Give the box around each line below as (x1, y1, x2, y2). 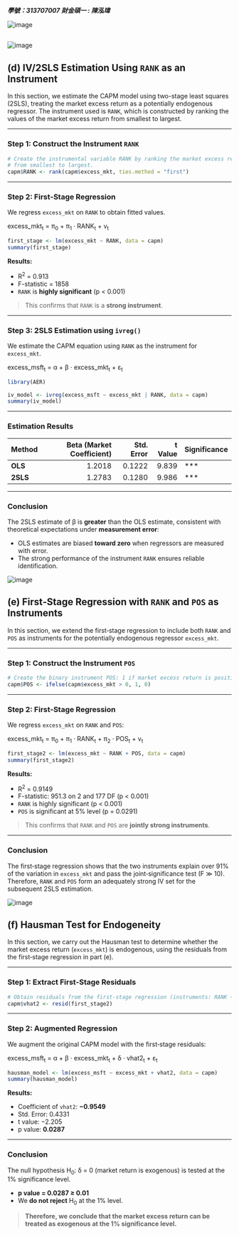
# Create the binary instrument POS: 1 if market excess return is (7, 674, 212, 682)
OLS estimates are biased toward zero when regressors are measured (17, 539, 224, 547)
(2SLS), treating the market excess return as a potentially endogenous (7, 99, 213, 108)
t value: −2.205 (17, 1117, 63, 1126)
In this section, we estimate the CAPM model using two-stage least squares (7, 92, 229, 100)
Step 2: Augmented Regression (7, 1023, 118, 1033)
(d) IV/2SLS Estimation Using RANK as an (7, 61, 186, 73)
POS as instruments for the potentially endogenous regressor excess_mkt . (7, 634, 219, 642)
